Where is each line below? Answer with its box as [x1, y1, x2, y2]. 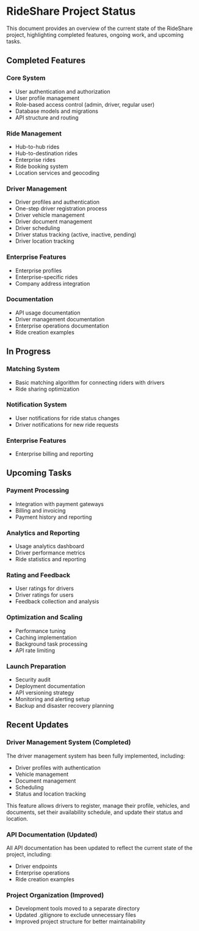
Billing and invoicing [15, 507, 66, 514]
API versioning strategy [15, 689, 74, 696]
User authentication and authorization [15, 88, 111, 95]
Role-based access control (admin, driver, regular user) [15, 101, 155, 108]
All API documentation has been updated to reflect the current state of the [6, 844, 193, 851]
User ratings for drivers [15, 584, 74, 592]
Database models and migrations [15, 107, 99, 115]
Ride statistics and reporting [15, 556, 87, 563]
